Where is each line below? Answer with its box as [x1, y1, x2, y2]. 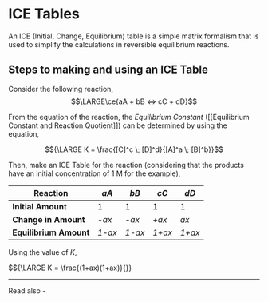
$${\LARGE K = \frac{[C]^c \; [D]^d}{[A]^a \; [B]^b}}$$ [45, 145, 223, 154]
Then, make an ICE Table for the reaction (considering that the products [8, 160, 245, 169]
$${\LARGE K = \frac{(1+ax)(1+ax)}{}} [8, 263, 132, 272]
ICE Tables [8, 5, 80, 23]
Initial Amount [12, 201, 68, 212]
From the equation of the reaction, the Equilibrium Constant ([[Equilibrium [8, 112, 250, 121]
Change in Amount [12, 213, 85, 225]
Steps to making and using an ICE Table [8, 63, 209, 77]
